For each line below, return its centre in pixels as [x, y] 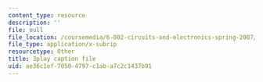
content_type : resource [47, 15]
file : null [26, 30]
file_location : [33, 37]
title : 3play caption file [52, 59]
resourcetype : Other [42, 52]
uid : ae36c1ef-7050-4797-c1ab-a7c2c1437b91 [80, 66]
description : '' [34, 23]
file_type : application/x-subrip [63, 45]
